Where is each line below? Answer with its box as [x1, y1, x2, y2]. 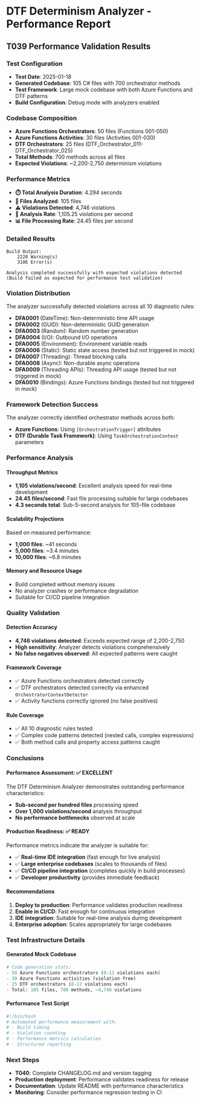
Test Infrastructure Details [6, 936, 86, 944]
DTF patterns [14, 92, 48, 99]
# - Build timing [6, 1025, 50, 1031]
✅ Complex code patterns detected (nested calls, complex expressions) [14, 732, 194, 739]
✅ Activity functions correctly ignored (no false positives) [14, 697, 158, 704]
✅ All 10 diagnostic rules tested [14, 725, 93, 732]
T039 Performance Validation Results [6, 41, 151, 51]
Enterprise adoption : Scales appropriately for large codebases [14, 920, 172, 928]
